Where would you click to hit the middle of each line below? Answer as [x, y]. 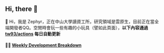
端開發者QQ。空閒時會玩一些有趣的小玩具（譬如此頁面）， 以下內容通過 [77, 27]
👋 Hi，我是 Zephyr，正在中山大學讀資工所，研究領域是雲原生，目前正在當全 [82, 21]
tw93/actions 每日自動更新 [33, 34]
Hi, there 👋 [21, 9]
